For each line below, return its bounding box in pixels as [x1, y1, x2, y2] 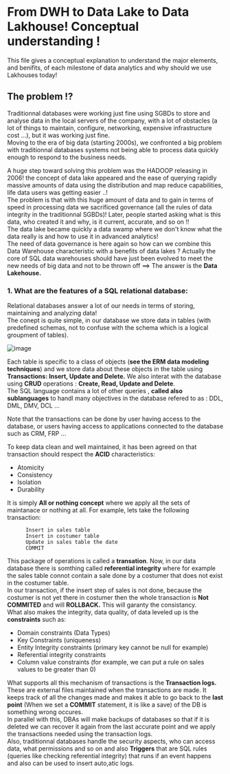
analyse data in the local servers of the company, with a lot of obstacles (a [7, 116, 218, 125]
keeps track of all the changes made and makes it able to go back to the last [7, 693, 224, 702]
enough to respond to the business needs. [7, 153, 127, 161]
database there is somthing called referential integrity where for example [7, 564, 216, 572]
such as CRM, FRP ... [7, 430, 67, 438]
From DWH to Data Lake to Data [7, 4, 189, 20]
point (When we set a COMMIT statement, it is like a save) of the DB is [7, 700, 207, 709]
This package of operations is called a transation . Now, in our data [7, 557, 196, 565]
